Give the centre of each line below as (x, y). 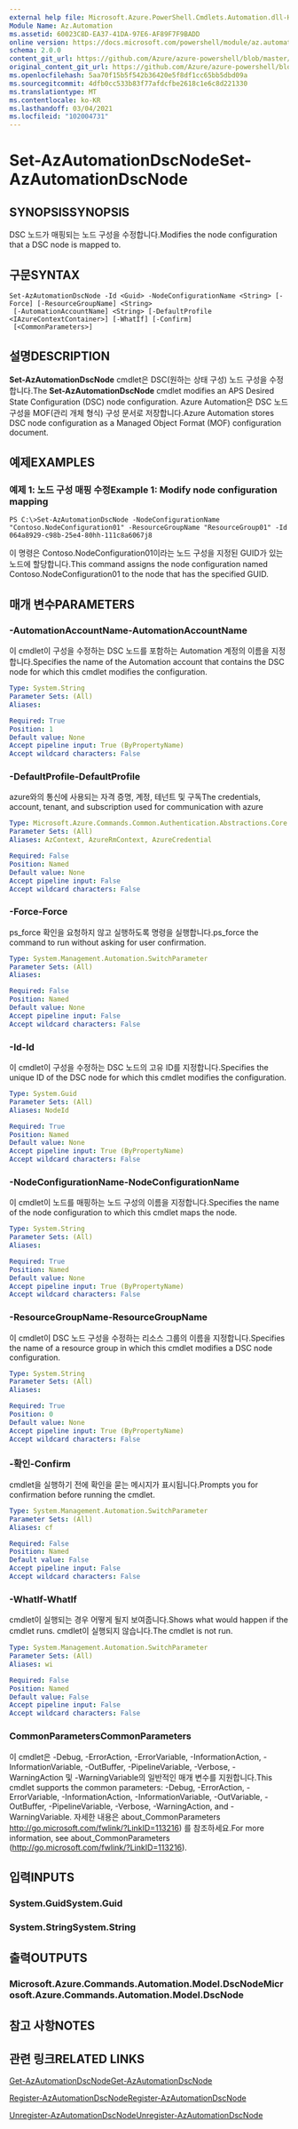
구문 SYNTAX (45, 275)
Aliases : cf (31, 1527)
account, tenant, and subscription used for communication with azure (136, 807)
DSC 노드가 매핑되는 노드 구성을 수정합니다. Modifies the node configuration (143, 235)
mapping (29, 501)
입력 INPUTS (42, 1877)
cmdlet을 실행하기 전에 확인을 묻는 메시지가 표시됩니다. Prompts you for (134, 1485)
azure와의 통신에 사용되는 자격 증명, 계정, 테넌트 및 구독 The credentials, (135, 797)
